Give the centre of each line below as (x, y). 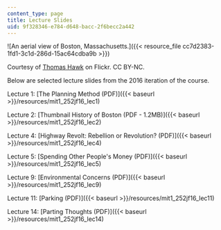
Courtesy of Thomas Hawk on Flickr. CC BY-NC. (76, 67)
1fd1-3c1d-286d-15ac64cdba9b (52, 54)
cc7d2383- (198, 47)
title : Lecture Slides (40, 20)
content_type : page (35, 14)
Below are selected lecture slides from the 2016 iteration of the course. (108, 81)
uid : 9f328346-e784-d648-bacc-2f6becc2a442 (71, 26)
